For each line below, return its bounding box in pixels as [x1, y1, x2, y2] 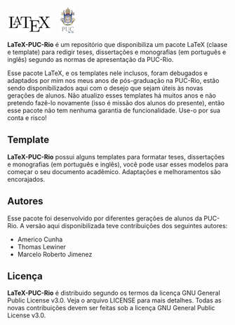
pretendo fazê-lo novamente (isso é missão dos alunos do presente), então [7, 98, 225, 107]
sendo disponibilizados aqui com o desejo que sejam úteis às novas [7, 84, 203, 92]
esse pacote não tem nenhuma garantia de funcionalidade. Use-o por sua [7, 106, 221, 114]
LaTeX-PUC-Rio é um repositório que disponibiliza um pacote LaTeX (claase [7, 40, 228, 48]
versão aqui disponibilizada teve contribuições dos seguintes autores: [25, 221, 228, 230]
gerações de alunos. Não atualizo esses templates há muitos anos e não [7, 91, 216, 100]
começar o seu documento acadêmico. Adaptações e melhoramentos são [7, 167, 221, 175]
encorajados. [7, 175, 46, 183]
